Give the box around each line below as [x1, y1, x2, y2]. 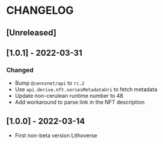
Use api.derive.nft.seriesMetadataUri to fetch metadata [14, 86, 158, 93]
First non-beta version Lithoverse [14, 132, 98, 139]
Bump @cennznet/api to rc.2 [14, 79, 85, 87]
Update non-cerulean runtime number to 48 [14, 92, 123, 100]
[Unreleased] [6, 28, 57, 38]
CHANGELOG [6, 4, 74, 17]
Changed [6, 65, 34, 74]
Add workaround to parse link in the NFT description [14, 98, 145, 106]
